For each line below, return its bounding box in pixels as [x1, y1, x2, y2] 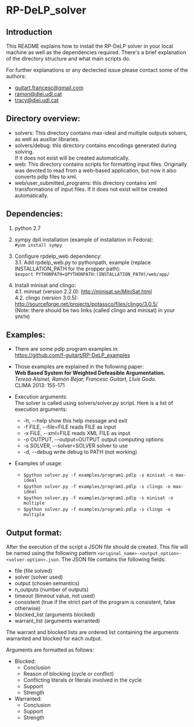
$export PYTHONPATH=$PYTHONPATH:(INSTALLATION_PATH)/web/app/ [14, 271, 170, 277]
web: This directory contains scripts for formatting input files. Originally [14, 160, 188, 168]
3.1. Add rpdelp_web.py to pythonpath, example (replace [14, 258, 151, 265]
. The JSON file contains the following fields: [58, 556, 166, 563]
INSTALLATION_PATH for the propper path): [14, 265, 121, 272]
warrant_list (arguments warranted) [14, 618, 100, 625]
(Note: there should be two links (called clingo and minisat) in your [14, 307, 175, 314]
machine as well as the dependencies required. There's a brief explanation [6, 49, 186, 56]
